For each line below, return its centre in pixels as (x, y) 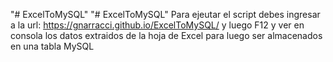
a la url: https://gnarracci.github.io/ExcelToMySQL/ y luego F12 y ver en (157, 25)
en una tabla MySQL (52, 46)
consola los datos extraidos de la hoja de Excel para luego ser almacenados (166, 35)
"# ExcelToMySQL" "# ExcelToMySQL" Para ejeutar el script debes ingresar (165, 14)
